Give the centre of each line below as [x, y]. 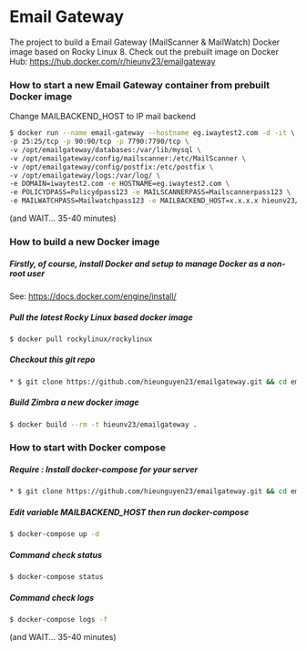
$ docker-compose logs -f [58, 619]
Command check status [56, 554]
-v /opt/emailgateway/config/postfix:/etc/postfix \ [112, 167]
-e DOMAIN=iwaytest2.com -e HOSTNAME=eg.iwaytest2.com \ [120, 184]
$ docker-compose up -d [55, 534]
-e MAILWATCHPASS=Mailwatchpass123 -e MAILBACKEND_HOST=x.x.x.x [134, 201]
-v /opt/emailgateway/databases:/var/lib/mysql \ [106, 150]
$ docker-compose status [56, 577]
